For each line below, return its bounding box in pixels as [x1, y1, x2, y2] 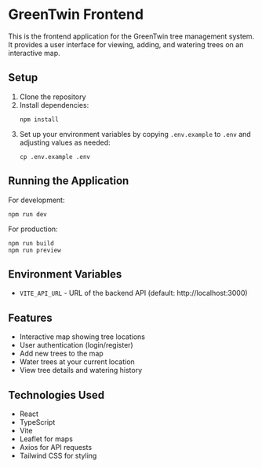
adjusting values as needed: [19, 138, 111, 147]
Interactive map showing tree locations [19, 332, 146, 341]
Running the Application [8, 175, 129, 188]
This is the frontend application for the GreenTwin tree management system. [8, 31, 255, 41]
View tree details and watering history [19, 366, 143, 375]
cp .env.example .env [19, 153, 90, 160]
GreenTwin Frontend [8, 6, 144, 24]
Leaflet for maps [19, 434, 73, 444]
